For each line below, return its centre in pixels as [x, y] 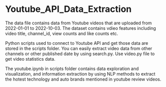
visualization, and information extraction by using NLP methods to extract [80, 74]
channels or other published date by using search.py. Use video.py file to [80, 54]
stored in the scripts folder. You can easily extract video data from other [79, 48]
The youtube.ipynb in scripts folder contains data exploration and [72, 69]
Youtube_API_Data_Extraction [68, 9]
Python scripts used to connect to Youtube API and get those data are [77, 43]
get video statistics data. [30, 59]
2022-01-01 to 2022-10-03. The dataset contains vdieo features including [81, 28]
